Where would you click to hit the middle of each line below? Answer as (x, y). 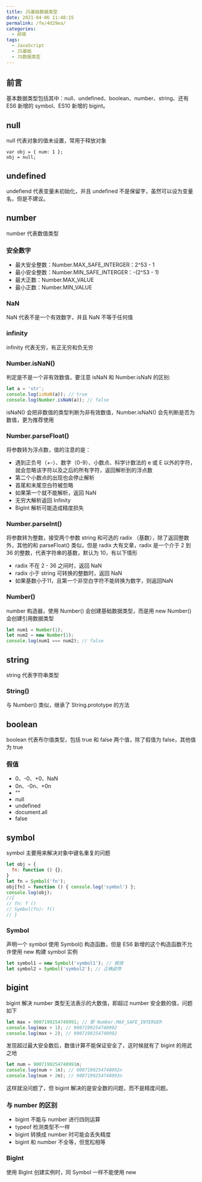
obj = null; (21, 158)
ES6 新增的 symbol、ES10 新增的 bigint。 (57, 106)
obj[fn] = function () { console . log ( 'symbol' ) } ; (71, 887)
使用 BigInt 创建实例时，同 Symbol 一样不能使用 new (71, 1172)
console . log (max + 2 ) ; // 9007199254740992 (62, 1033)
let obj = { (21, 864)
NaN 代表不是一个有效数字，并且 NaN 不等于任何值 (70, 317)
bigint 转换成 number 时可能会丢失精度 (63, 1135)
